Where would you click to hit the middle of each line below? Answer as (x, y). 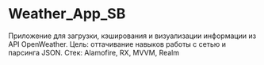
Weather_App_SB (67, 14)
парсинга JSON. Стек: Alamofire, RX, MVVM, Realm (94, 52)
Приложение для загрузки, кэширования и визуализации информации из (132, 36)
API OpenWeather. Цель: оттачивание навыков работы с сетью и (117, 44)
